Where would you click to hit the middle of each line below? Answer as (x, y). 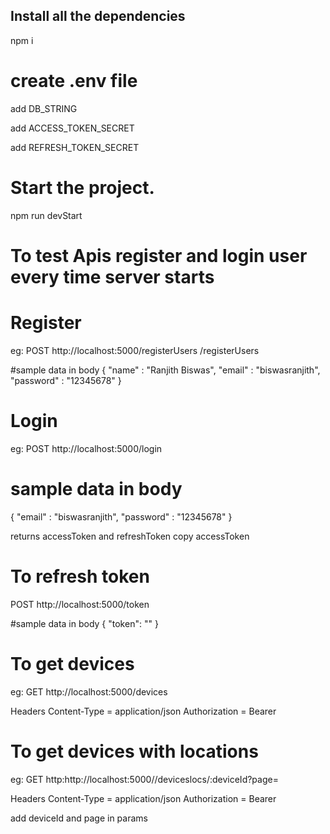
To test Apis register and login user (159, 255)
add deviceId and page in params (79, 818)
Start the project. (82, 187)
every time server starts (112, 276)
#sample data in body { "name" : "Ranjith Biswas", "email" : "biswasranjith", (165, 370)
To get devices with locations (134, 751)
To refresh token (80, 576)
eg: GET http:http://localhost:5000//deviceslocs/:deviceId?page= (144, 779)
